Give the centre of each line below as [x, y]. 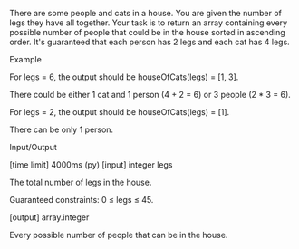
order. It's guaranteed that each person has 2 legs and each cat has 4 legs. [149, 42]
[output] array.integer [49, 217]
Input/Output [33, 147]
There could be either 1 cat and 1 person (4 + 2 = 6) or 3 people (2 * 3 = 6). [150, 95]
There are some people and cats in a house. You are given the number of [146, 13]
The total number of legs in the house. [81, 182]
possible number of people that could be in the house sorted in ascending [147, 32]
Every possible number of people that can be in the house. [119, 235]
